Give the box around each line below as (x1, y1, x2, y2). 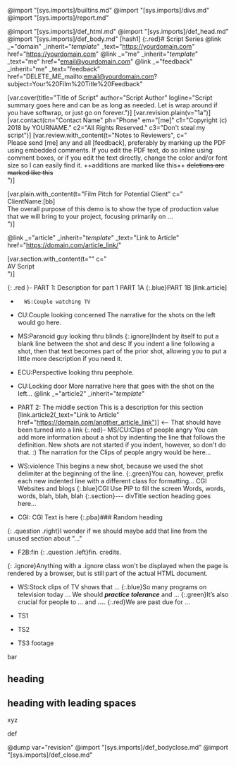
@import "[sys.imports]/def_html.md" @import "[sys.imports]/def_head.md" (7, 28, 229, 35)
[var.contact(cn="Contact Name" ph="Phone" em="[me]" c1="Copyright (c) (7, 116, 228, 124)
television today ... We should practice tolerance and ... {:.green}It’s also (17, 590, 229, 599)
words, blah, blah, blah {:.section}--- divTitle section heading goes (17, 492, 211, 500)
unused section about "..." (7, 534, 82, 543)
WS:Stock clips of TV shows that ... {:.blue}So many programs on (17, 583, 207, 591)
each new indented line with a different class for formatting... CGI (17, 477, 207, 485)
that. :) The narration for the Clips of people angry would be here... (17, 448, 211, 456)
